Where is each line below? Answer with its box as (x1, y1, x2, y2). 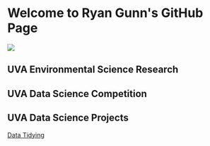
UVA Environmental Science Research (7, 64, 179, 76)
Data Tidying (7, 130, 45, 139)
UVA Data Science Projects (7, 112, 129, 124)
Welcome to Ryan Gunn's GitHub (7, 5, 204, 21)
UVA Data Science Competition (7, 87, 147, 100)
